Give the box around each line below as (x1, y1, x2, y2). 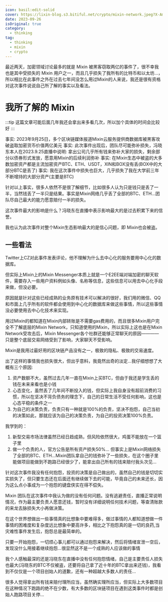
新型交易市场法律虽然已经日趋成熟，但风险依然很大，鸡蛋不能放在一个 (12, 434, 157, 440)
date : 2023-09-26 (5, 17, 41, 22)
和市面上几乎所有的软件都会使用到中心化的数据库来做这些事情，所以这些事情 (5, 301, 163, 307)
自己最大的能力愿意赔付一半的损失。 (13, 197, 88, 203)
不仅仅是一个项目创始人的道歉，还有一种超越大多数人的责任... (9, 568, 136, 574)
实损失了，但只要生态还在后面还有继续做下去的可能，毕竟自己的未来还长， (5, 476, 158, 482)
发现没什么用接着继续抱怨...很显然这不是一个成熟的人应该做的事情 (5, 545, 141, 551)
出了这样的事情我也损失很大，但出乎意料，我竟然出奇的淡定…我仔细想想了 (5, 358, 158, 364)
